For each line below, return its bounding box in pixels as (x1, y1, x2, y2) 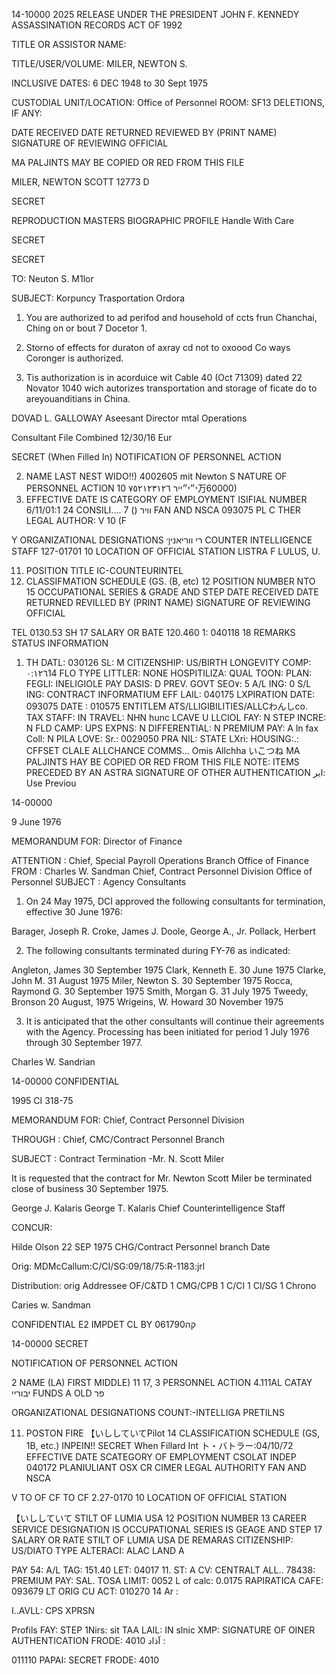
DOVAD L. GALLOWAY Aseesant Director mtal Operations (11, 412, 248, 424)
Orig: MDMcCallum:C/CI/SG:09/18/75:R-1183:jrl (11, 1260, 206, 1272)
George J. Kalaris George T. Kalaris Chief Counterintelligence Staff (11, 1202, 286, 1214)
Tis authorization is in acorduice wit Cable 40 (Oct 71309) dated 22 (25, 372, 303, 383)
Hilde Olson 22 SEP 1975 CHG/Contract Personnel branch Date (11, 1241, 271, 1253)
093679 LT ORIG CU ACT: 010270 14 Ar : (11, 1585, 179, 1597)
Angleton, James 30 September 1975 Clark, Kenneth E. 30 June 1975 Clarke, (11, 964, 327, 976)
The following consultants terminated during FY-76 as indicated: (25, 945, 291, 956)
